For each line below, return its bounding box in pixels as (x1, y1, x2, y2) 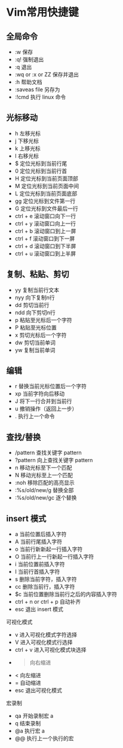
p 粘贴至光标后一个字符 (14, 316, 73, 323)
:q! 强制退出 (14, 56, 44, 63)
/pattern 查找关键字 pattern (14, 449, 82, 457)
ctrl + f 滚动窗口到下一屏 (14, 235, 75, 242)
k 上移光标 (14, 145, 41, 152)
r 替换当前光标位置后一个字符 (14, 383, 87, 390)
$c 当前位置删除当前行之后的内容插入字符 (14, 591, 118, 598)
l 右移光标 (14, 152, 39, 159)
